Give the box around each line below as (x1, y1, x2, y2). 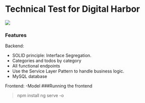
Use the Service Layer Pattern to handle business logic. (12, 68, 124, 74)
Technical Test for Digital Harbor (5, 3, 141, 15)
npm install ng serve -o (17, 93, 64, 99)
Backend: (5, 43, 24, 49)
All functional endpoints (12, 63, 60, 69)
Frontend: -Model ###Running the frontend (5, 83, 93, 89)
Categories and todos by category (12, 58, 82, 64)
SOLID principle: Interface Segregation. (12, 53, 92, 59)
